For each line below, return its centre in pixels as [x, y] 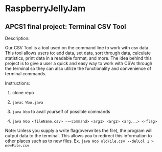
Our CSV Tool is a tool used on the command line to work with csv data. [78, 48]
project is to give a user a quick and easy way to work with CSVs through [79, 63]
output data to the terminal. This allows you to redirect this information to [79, 136]
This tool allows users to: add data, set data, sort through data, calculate [78, 53]
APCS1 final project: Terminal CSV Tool [66, 27]
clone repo [23, 93]
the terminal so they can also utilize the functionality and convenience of [78, 68]
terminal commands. [26, 74]
